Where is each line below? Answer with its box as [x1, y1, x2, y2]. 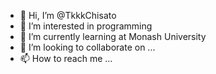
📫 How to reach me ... [19, 53, 113, 64]
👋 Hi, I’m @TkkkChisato [19, 10, 117, 21]
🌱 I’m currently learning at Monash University [19, 31, 207, 42]
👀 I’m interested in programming [19, 20, 153, 32]
